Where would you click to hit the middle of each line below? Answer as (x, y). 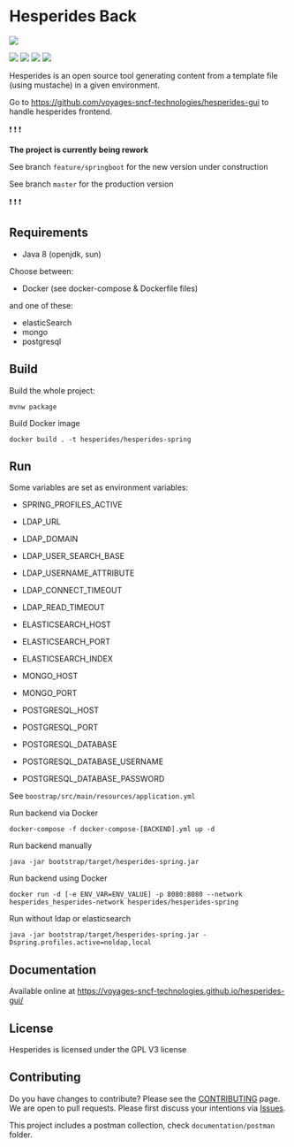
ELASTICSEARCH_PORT (66, 642)
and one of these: (41, 305)
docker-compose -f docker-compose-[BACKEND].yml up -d (112, 830)
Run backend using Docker (58, 878)
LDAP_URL (41, 522)
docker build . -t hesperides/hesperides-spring (100, 440)
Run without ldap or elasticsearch (70, 919)
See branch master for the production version (91, 184)
